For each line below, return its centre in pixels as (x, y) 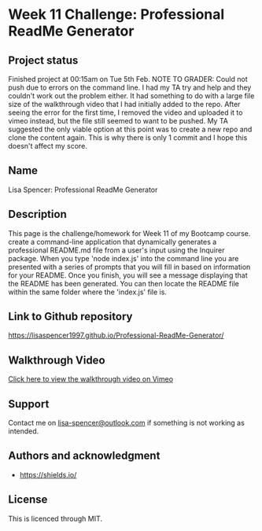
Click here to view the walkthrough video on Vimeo (91, 379)
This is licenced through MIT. (55, 518)
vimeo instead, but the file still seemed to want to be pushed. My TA (118, 121)
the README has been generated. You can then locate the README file (124, 283)
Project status (43, 60)
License (28, 500)
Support (29, 404)
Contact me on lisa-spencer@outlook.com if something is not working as (127, 423)
